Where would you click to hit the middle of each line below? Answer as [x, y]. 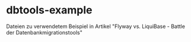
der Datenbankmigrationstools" [44, 32]
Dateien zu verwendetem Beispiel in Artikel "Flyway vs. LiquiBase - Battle [96, 26]
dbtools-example [50, 10]
